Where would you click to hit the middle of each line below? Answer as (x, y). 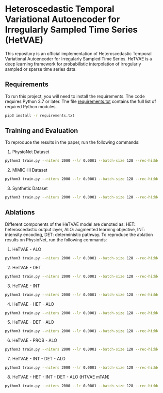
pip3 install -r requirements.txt (40, 116)
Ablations (20, 212)
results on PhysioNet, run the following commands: (56, 239)
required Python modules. (31, 106)
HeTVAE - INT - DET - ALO (39, 359)
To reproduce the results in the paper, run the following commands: (72, 142)
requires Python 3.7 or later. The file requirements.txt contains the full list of (81, 101)
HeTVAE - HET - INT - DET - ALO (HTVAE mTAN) (61, 377)
